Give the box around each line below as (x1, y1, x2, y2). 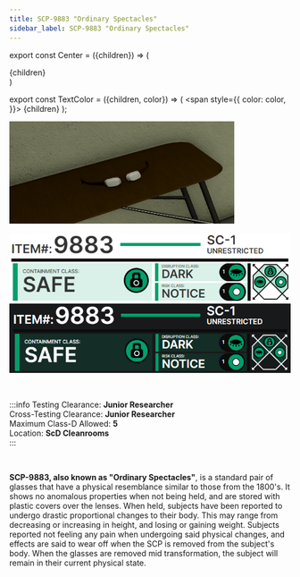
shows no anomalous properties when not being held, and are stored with (9, 491, 280, 502)
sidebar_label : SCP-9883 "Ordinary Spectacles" (9, 23, 190, 33)
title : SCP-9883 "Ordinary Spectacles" (9, 14, 158, 23)
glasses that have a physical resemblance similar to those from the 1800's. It (9, 481, 290, 492)
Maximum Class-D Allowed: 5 (9, 419, 119, 429)
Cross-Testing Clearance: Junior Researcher (9, 409, 176, 420)
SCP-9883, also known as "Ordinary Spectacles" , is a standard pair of (9, 472, 274, 483)
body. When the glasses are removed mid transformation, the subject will (9, 548, 279, 559)
